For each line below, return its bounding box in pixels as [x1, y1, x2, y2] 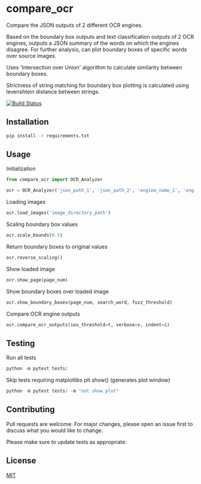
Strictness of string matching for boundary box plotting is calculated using [6, 81, 190, 88]
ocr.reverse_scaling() [6, 255, 63, 261]
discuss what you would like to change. [6, 427, 103, 434]
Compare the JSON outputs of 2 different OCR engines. [6, 22, 144, 29]
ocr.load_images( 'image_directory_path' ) [6, 210, 111, 216]
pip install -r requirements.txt [6, 133, 90, 139]
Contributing [6, 405, 55, 415]
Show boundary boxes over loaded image [6, 287, 109, 295]
